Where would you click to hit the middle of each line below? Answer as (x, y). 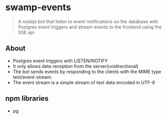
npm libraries (27, 99)
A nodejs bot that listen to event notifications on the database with (88, 21)
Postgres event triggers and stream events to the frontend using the (90, 27)
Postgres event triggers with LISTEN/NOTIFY (60, 61)
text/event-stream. (32, 77)
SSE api (26, 32)
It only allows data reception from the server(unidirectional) (76, 66)
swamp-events (38, 7)
